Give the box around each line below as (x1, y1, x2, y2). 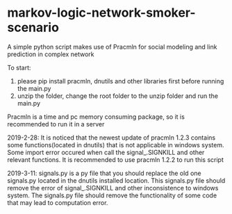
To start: (7, 63, 31, 72)
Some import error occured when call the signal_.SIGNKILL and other (7, 148, 205, 156)
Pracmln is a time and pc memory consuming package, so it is (7, 113, 185, 121)
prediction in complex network (7, 50, 94, 58)
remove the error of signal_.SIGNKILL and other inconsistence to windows (7, 183, 219, 192)
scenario (7, 19, 59, 35)
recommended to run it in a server (7, 120, 105, 128)
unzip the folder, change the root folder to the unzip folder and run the (17, 92, 219, 100)
